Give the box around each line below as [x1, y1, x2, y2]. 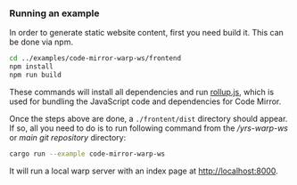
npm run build [9, 70, 62, 80]
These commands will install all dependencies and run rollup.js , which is [9, 86, 275, 97]
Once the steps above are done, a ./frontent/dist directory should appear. [9, 113, 288, 124]
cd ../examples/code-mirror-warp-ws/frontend [9, 54, 181, 63]
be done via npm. [9, 36, 74, 47]
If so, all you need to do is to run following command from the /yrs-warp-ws [9, 123, 288, 133]
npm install [9, 62, 54, 71]
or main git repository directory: [9, 132, 127, 142]
